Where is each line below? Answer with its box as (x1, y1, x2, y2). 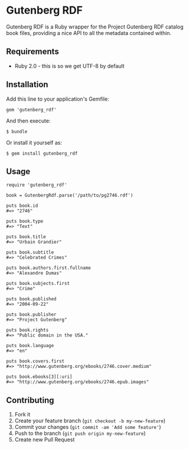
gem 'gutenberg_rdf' (6, 107, 57, 113)
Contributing (6, 395, 54, 405)
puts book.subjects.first (6, 281, 70, 287)
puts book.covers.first (6, 358, 65, 364)
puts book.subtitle (6, 249, 54, 255)
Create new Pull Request (14, 436, 75, 443)
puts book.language (6, 343, 54, 349)
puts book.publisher (6, 312, 57, 317)
